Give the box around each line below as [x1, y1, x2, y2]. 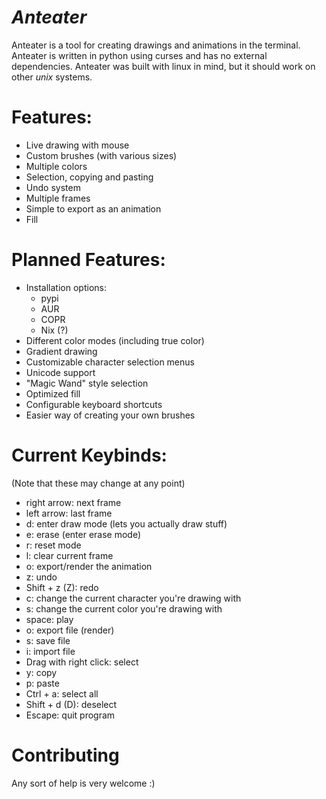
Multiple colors [25, 160, 88, 172]
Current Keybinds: [11, 444, 168, 466]
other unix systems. [11, 71, 93, 83]
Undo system [25, 181, 81, 193]
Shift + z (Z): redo [25, 581, 99, 593]
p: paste [25, 677, 60, 689]
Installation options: [25, 281, 107, 293]
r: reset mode [25, 539, 82, 551]
